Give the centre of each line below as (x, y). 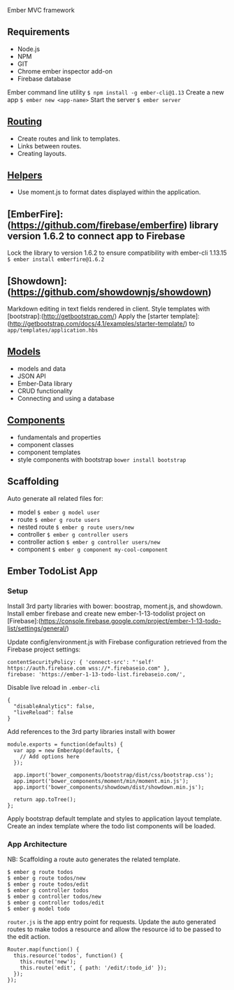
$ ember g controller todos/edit (56, 903)
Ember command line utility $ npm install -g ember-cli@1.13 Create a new (116, 92)
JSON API (32, 376)
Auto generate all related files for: (55, 498)
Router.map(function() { (43, 950)
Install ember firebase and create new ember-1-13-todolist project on (107, 614)
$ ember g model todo (39, 909)
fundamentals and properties (59, 437)
